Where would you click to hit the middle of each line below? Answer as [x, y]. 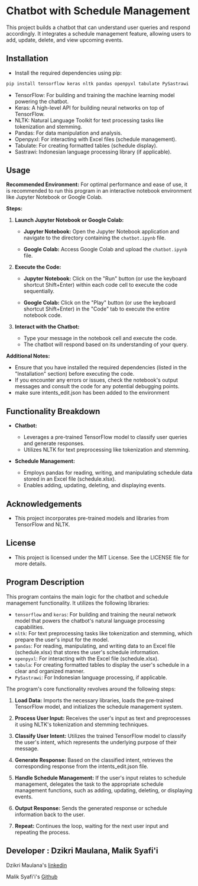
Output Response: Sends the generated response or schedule [91, 808]
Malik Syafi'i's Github [32, 877]
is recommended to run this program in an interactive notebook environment [99, 191]
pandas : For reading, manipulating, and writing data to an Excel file [95, 646]
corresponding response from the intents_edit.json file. [82, 766]
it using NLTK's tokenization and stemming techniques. [82, 724]
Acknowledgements [44, 504]
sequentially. [39, 291]
